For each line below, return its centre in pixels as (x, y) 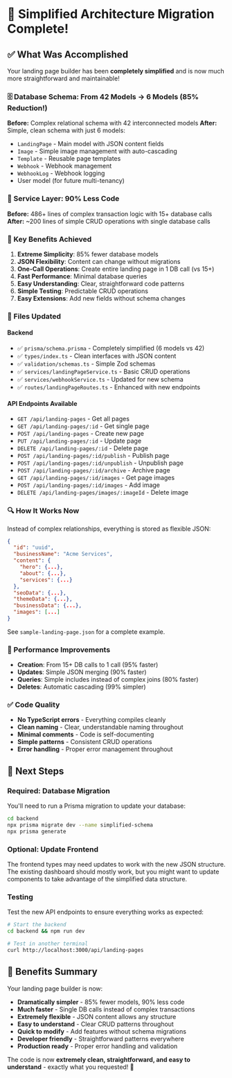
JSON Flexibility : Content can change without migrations (99, 261)
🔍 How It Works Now (43, 511)
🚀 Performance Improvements (59, 649)
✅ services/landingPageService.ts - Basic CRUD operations (104, 372)
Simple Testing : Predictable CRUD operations (83, 291)
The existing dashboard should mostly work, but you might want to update (113, 872)
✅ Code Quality (34, 705)
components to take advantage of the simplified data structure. (97, 879)
